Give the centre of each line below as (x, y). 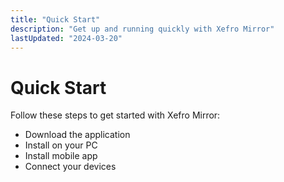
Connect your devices (70, 167)
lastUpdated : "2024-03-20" (66, 38)
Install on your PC (61, 145)
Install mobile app (61, 156)
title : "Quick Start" (55, 19)
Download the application (77, 135)
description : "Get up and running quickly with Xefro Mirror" (142, 29)
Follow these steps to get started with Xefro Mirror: (115, 115)
